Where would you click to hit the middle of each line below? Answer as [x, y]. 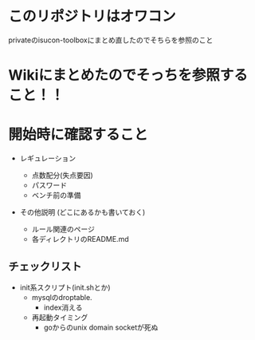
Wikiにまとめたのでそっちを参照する [128, 75]
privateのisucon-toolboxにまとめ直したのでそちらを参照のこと [111, 40]
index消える [63, 307]
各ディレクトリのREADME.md [80, 239]
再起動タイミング [60, 317]
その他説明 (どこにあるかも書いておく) [82, 212]
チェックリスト [45, 267]
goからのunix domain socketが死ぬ [101, 327]
